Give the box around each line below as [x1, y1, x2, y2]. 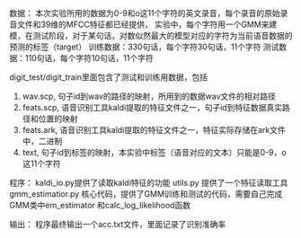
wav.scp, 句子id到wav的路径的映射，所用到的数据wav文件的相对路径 [22, 91, 277, 101]
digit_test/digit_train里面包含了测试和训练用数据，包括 [9, 72, 208, 83]
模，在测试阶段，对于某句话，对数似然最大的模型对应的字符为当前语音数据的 [9, 31, 293, 40]
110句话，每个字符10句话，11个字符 [24, 53, 155, 63]
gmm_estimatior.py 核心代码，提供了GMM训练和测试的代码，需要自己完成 [9, 189, 283, 199]
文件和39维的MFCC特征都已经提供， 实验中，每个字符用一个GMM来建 [16, 19, 278, 30]
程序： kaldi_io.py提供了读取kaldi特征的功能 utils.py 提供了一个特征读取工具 [9, 178, 288, 188]
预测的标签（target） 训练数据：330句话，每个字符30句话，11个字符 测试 [9, 41, 279, 52]
